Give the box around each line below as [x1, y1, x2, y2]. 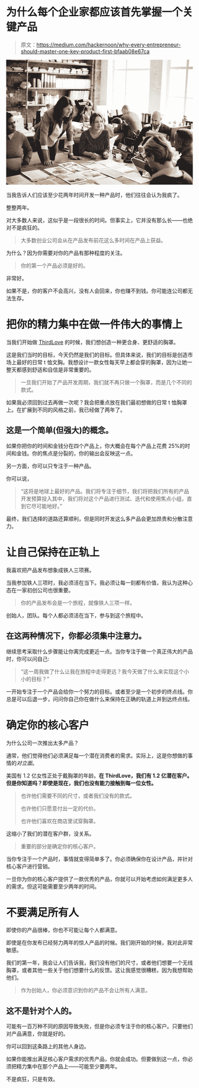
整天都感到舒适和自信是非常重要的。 [6, 366, 95, 374]
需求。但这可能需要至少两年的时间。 [11, 883, 99, 890]
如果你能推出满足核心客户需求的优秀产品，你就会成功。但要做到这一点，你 [6, 1055, 188, 1062]
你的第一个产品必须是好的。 [20, 262, 89, 269]
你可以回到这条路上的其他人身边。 [6, 1043, 89, 1050]
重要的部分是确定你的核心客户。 [20, 842, 99, 849]
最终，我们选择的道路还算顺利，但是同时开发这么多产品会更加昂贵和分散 [6, 515, 182, 522]
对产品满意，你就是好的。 [6, 1030, 69, 1037]
